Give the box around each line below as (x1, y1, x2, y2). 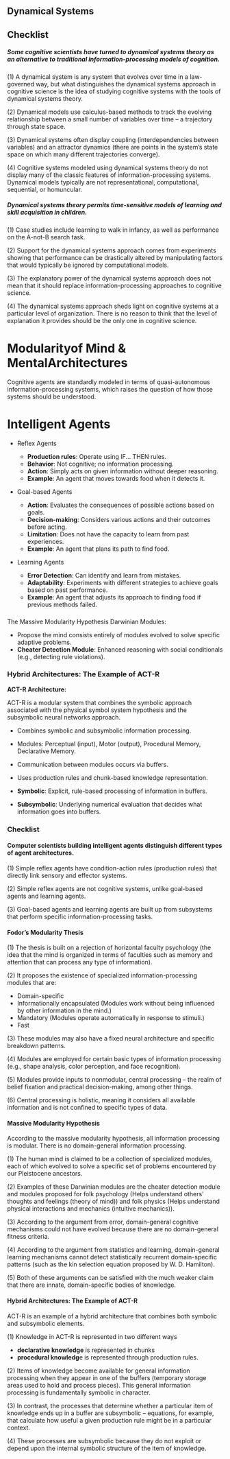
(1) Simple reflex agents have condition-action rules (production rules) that (7, 864, 217, 872)
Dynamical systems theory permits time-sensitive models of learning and (7, 201, 222, 209)
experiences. (27, 537, 64, 545)
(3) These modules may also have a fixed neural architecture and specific (7, 1034, 214, 1043)
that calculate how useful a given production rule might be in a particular (7, 1416, 212, 1424)
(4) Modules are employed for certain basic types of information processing (7, 1055, 221, 1063)
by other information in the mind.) (16, 1006, 112, 1015)
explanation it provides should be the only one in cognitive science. (7, 316, 197, 324)
